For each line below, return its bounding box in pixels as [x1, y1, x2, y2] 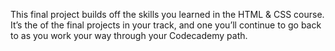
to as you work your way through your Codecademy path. [10, 30, 248, 41]
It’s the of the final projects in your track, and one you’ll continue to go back [10, 19, 322, 31]
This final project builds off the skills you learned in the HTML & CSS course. [10, 9, 325, 20]
